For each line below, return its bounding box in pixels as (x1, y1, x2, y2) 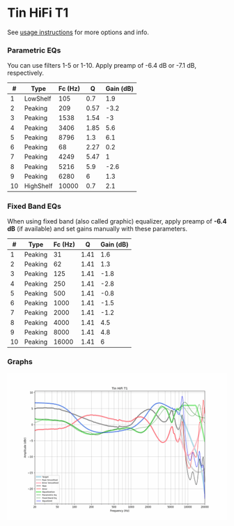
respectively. (7, 68, 44, 78)
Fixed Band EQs (7, 201, 61, 211)
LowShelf (24, 94, 52, 103)
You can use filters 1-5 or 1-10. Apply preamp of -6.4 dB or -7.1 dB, (7, 61, 197, 70)
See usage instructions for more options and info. (7, 28, 150, 36)
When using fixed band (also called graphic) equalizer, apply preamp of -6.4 (7, 217, 228, 226)
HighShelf (24, 182, 53, 190)
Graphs (7, 357, 33, 367)
